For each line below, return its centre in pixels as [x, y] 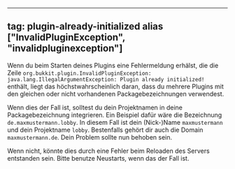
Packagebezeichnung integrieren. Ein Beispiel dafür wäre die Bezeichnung [115, 115]
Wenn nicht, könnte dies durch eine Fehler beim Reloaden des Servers [108, 151]
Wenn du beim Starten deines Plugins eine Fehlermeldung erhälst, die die [113, 65]
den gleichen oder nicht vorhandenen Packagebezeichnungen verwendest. [116, 94]
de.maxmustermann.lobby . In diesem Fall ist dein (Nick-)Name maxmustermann [115, 122]
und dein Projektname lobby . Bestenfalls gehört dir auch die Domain [105, 130]
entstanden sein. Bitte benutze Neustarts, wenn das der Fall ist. [98, 158]
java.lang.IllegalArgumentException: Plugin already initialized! [106, 79]
